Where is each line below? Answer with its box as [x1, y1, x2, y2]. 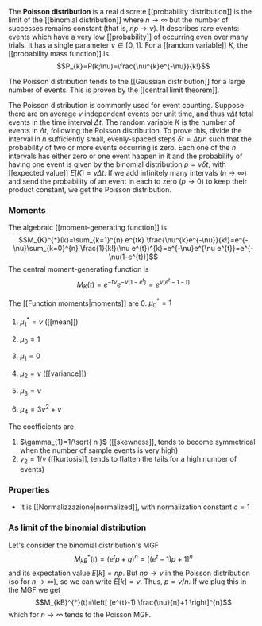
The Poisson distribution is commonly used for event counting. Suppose [8, 101, 245, 110]
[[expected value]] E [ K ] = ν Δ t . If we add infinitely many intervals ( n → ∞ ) [8, 168, 248, 177]
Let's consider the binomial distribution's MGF [8, 540, 160, 550]
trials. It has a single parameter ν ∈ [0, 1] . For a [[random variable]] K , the [8, 41, 249, 50]
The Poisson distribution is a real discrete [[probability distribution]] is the [8, 7, 252, 16]
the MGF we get [8, 585, 61, 595]
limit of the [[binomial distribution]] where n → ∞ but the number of [8, 15, 229, 25]
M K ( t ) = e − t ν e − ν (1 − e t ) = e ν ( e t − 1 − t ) [76, 277, 191, 291]
